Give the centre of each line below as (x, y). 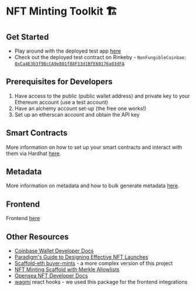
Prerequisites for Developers (59, 82)
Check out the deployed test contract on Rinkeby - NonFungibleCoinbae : (100, 57)
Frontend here (23, 218)
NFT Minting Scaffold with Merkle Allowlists (67, 269)
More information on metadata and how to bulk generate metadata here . (93, 186)
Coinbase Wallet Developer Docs (54, 251)
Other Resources (37, 237)
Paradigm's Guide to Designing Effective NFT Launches (81, 257)
